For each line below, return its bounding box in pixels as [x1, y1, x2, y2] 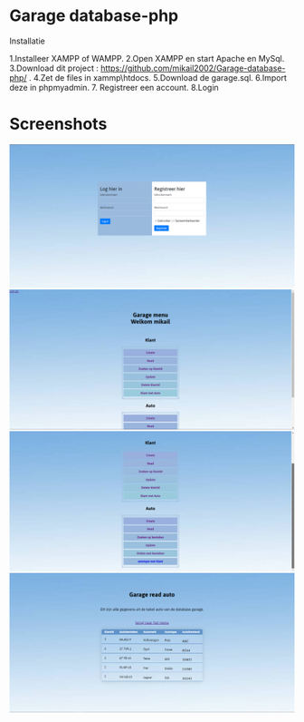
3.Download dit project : [9, 63, 100, 73]
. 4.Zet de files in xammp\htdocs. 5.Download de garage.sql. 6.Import [28, 72, 288, 83]
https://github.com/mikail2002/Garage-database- [100, 63, 287, 73]
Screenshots [9, 114, 108, 134]
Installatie [9, 35, 45, 46]
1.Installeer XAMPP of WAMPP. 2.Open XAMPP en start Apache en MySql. [9, 53, 285, 63]
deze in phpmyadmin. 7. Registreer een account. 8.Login [9, 82, 219, 93]
